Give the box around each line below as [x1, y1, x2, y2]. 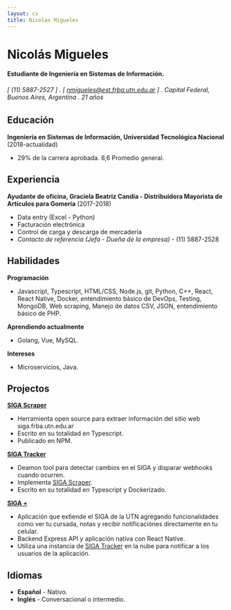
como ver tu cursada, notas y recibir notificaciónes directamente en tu [17, 520, 218, 528]
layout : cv [7, 10, 39, 17]
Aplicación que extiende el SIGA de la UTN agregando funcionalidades [17, 512, 219, 521]
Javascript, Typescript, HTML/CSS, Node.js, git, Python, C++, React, [17, 287, 213, 295]
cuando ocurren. [17, 471, 65, 479]
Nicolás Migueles [7, 46, 109, 62]
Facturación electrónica [17, 220, 85, 229]
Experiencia [7, 174, 60, 186]
